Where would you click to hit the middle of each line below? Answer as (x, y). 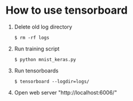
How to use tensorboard (66, 10)
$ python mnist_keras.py (45, 59)
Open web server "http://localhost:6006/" (66, 92)
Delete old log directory (43, 27)
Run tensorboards (36, 70)
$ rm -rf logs (32, 37)
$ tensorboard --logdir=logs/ (52, 81)
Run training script (37, 49)
